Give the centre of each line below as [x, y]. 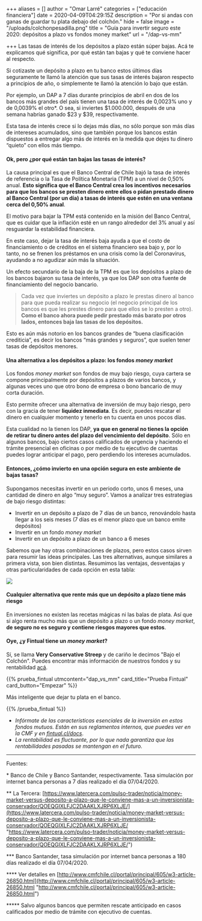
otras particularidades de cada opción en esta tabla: [71, 569]
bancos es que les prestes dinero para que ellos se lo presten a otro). [107, 309]
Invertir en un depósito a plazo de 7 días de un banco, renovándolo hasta [105, 513]
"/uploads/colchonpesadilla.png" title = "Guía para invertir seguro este [93, 28]
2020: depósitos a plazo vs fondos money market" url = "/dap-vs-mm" [94, 34]
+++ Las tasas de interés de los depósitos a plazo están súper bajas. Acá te [100, 46]
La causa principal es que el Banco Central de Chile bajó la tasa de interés [98, 173]
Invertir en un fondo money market [58, 532]
